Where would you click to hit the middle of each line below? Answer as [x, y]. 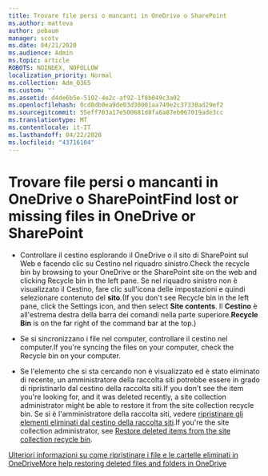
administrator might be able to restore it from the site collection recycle [137, 405]
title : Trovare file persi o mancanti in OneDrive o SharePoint [118, 16]
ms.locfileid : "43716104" [51, 142]
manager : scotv [34, 38]
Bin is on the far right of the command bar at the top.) [108, 323]
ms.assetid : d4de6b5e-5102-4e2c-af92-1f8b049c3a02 [94, 98]
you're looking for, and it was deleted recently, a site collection [123, 397]
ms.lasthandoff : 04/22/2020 [55, 135]
